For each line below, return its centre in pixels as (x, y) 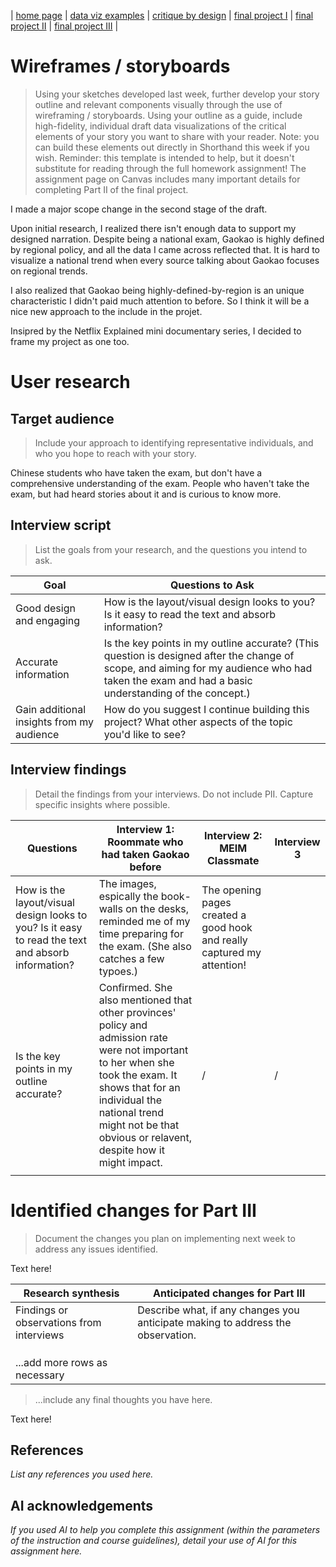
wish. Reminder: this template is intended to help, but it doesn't (164, 157)
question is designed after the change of (199, 655)
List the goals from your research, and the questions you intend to (171, 549)
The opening (231, 890)
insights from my (55, 722)
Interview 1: (145, 829)
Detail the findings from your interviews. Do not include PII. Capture (174, 794)
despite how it (131, 1150)
